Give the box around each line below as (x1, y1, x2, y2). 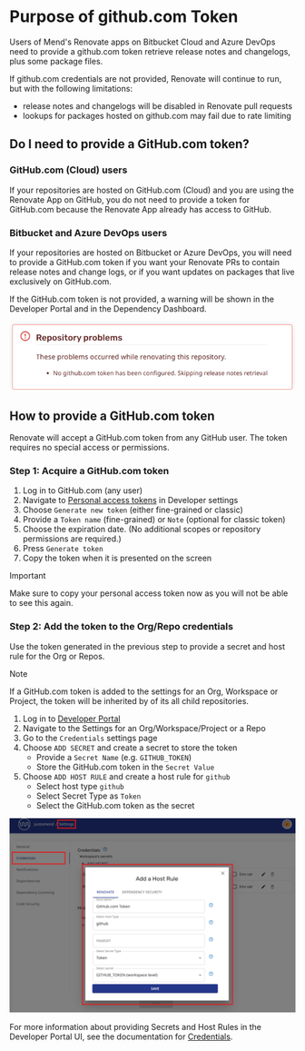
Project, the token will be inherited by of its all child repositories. (9, 695, 250, 706)
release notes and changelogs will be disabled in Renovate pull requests (22, 100, 293, 111)
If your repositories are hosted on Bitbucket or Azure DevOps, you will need (9, 247, 292, 258)
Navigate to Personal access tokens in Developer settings (22, 495, 239, 506)
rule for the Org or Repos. (9, 650, 105, 661)
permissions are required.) (22, 533, 123, 544)
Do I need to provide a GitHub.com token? (9, 136, 250, 152)
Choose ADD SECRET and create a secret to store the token (22, 742, 238, 753)
